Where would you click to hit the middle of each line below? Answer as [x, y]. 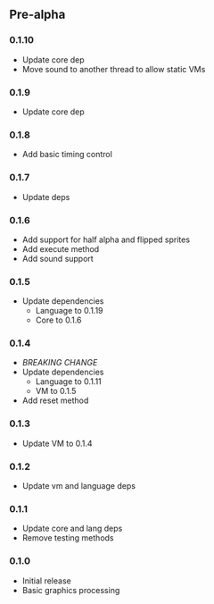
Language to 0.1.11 [69, 382]
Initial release [46, 581]
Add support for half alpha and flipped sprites [106, 239]
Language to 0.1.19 [70, 311]
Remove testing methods [68, 538]
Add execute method [61, 248]
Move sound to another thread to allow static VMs [114, 69]
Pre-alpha [37, 15]
